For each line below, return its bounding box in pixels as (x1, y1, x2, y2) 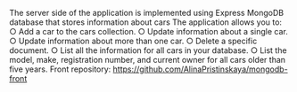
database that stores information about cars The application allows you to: (9, 17, 283, 27)
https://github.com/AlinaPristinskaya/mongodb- (112, 64, 288, 74)
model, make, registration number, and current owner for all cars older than (9, 55, 286, 65)
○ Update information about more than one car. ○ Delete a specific (9, 35, 258, 46)
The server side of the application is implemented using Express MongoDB (9, 8, 284, 18)
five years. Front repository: (9, 64, 111, 74)
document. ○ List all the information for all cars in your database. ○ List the (9, 45, 287, 56)
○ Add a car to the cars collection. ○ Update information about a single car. (9, 27, 288, 36)
